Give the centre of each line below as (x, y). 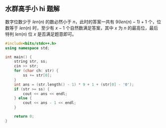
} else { (23, 98)
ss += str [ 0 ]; (37, 76)
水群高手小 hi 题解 (32, 9)
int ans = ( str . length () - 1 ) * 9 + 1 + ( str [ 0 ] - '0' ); (74, 85)
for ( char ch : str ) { (36, 71)
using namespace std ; (28, 48)
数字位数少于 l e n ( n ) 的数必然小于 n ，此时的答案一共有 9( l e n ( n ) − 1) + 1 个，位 (83, 22)
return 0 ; (24, 117)
